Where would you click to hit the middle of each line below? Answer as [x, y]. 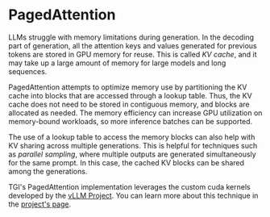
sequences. [28, 71]
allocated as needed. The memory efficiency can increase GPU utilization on [135, 113]
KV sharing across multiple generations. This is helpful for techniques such [133, 145]
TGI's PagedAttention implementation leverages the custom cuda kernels [130, 186]
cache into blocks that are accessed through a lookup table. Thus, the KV [130, 95]
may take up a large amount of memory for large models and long [117, 63]
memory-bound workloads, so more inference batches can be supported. [131, 121]
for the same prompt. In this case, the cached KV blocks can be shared [126, 162]
